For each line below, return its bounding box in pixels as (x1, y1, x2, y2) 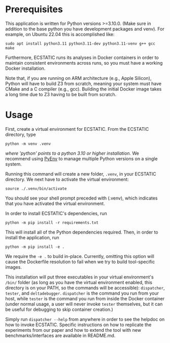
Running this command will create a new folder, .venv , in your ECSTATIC (5, 170, 156, 177)
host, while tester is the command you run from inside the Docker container (5, 295, 165, 301)
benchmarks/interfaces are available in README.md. (5, 332, 116, 338)
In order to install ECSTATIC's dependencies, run (5, 210, 108, 216)
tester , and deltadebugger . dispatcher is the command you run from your (5, 290, 159, 296)
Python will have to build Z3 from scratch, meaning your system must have (5, 80, 161, 87)
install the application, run (5, 234, 59, 240)
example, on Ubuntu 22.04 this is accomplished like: (5, 31, 115, 37)
